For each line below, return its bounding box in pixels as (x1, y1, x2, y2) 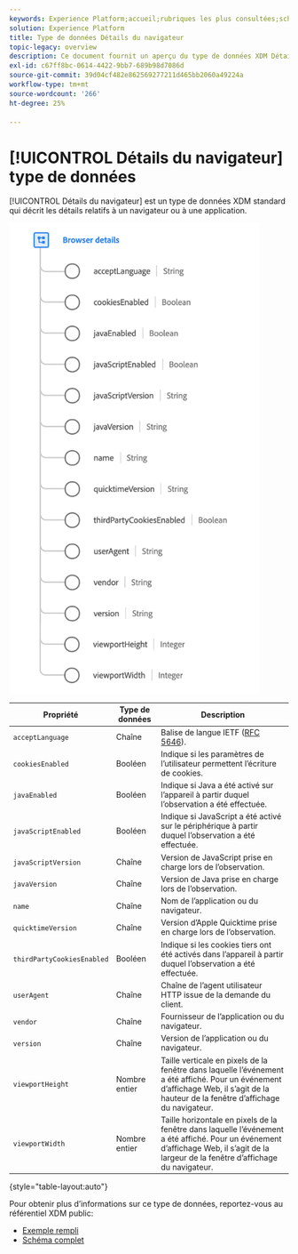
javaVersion (12, 880, 58, 889)
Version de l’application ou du (161, 1033, 269, 1044)
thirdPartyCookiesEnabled (12, 955, 109, 964)
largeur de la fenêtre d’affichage (161, 1152, 278, 1162)
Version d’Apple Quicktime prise (161, 917, 278, 928)
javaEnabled (12, 792, 58, 800)
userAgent (12, 991, 50, 1000)
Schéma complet (21, 1234, 84, 1245)
